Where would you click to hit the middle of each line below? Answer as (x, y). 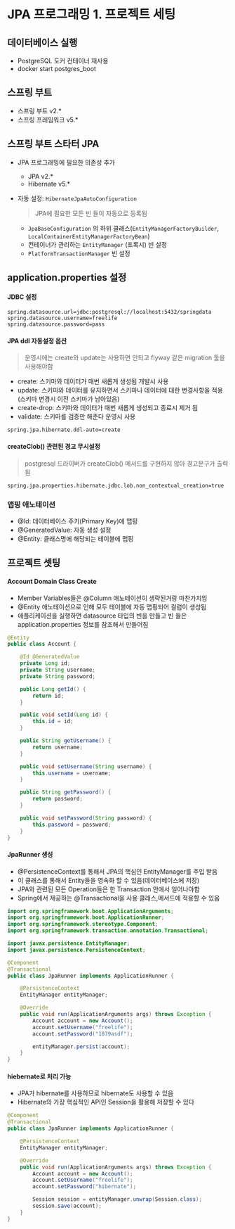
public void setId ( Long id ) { (64, 715)
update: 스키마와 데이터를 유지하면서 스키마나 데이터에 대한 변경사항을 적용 (120, 390)
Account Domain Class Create (52, 581)
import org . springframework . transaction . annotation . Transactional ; (108, 931)
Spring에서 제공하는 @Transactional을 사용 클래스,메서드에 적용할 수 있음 (119, 898)
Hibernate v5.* (49, 184)
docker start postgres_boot (57, 69)
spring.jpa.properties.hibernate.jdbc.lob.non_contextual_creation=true (116, 485)
